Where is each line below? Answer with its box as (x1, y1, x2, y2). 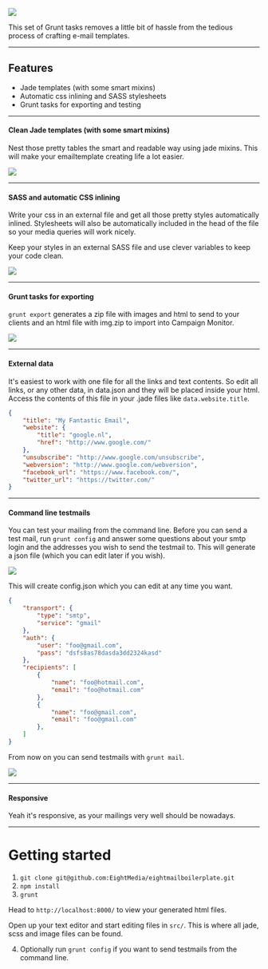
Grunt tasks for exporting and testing (19, 100, 142, 109)
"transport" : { (22, 604, 73, 612)
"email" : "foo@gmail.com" (50, 715, 137, 724)
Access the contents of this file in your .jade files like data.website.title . (8, 394, 250, 403)
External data (8, 359, 54, 369)
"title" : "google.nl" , (37, 431, 112, 439)
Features (8, 61, 53, 75)
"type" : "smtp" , (37, 611, 91, 620)
